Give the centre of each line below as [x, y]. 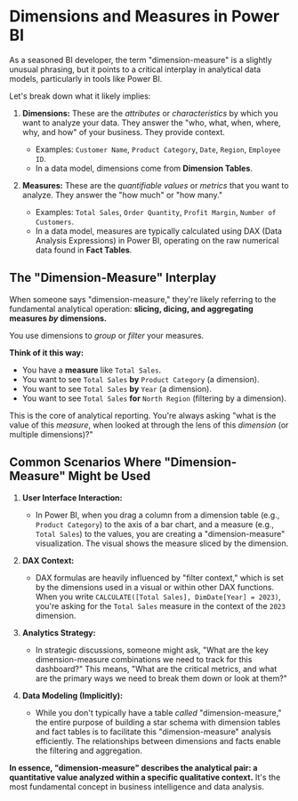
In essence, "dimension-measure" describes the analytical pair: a [133, 767]
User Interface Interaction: [72, 497]
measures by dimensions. [58, 318]
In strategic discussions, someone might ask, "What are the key [152, 650]
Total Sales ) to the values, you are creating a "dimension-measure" [160, 533]
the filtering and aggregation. [89, 750]
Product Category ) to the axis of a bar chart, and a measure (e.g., [154, 524]
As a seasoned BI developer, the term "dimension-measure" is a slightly [141, 60]
